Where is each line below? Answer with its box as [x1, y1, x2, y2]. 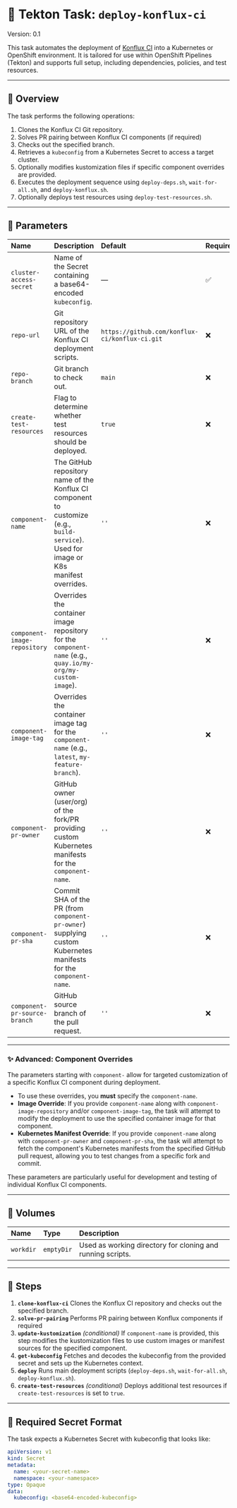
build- [54, 528, 76, 535]
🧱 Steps [7, 1280, 42, 1293]
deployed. [54, 446, 87, 456]
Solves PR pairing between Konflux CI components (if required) [17, 133, 202, 141]
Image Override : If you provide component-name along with [17, 1099, 186, 1107]
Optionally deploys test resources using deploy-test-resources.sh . [17, 193, 213, 201]
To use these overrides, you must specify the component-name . [17, 1091, 197, 1100]
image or [54, 552, 83, 562]
